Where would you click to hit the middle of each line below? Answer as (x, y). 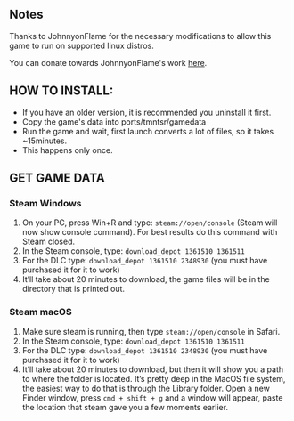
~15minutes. (45, 141)
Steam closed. (49, 242)
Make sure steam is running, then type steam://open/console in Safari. (151, 331)
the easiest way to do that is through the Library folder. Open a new (146, 388)
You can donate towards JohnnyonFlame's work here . (108, 62)
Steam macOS (41, 312)
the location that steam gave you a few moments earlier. (125, 407)
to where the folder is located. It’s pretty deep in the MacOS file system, (154, 378)
